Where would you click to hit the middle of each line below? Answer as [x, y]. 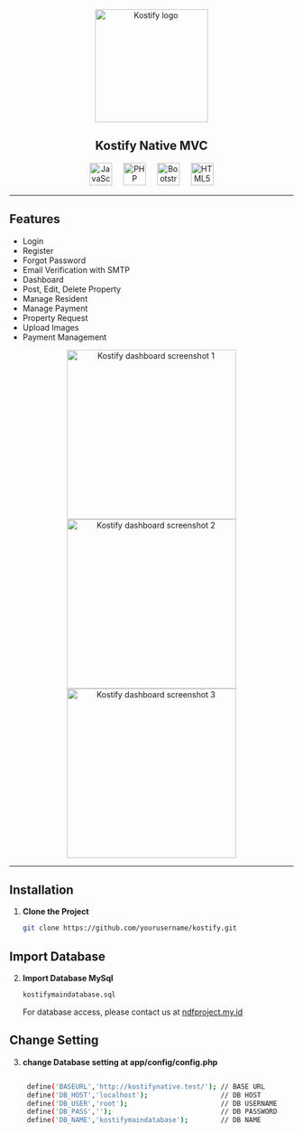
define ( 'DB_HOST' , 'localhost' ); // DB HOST [144, 1095]
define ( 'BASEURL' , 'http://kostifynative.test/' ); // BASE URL [146, 1086]
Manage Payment [55, 308]
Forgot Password [54, 260]
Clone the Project [55, 912]
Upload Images [50, 327]
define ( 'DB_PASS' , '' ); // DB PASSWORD [152, 1112]
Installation [41, 890]
